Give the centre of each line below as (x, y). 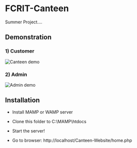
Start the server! (29, 131)
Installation (22, 100)
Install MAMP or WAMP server (42, 112)
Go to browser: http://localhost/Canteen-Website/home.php (72, 140)
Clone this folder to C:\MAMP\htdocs (49, 121)
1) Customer (20, 51)
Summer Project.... (24, 22)
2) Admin (16, 74)
